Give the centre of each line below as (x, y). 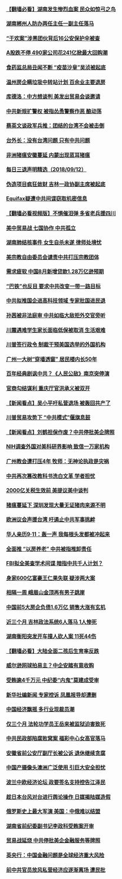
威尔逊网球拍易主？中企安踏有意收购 (50, 666)
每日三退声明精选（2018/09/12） (46, 169)
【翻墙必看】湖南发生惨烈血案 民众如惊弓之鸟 (61, 9)
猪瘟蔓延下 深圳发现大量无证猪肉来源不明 (56, 505)
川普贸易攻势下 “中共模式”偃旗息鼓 (48, 417)
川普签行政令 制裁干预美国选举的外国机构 (56, 344)
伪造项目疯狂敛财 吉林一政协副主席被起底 (56, 184)
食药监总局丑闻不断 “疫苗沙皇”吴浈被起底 (56, 67)
